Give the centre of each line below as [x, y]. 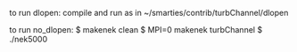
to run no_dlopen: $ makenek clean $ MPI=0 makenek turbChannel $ [136, 30]
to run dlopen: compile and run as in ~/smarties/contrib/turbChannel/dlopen [149, 13]
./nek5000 [28, 39]
